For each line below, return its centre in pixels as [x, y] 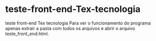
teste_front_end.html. [27, 33]
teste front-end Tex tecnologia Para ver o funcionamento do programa [78, 23]
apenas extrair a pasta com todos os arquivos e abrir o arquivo [70, 28]
